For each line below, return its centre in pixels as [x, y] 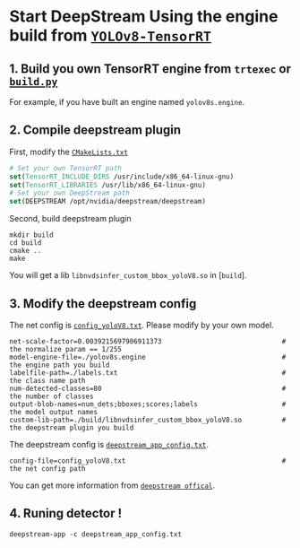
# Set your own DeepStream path [69, 193]
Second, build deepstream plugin [70, 219]
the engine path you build [60, 365]
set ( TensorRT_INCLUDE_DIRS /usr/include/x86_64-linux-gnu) [122, 177]
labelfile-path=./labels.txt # [148, 373]
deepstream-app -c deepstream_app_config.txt [95, 534]
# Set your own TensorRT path [66, 168]
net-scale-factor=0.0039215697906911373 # [148, 342]
